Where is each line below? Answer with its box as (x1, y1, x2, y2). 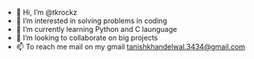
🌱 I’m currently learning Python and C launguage (15, 25, 178, 33)
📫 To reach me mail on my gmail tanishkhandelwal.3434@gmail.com (15, 42, 246, 51)
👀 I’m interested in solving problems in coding (15, 16, 167, 26)
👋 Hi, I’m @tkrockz (15, 8, 78, 17)
